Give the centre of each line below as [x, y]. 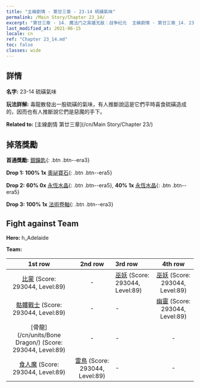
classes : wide [24, 51]
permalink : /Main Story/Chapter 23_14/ [56, 17]
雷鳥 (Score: [92, 361]
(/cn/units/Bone [39, 335]
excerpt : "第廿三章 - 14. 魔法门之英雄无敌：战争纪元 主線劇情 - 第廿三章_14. [96, 23]
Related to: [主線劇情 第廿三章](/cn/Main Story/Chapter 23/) [80, 124]
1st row [39, 264]
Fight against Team [43, 223]
